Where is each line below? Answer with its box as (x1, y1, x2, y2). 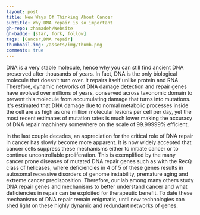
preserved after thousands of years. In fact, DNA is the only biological (6, 70, 177, 77)
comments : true (6, 48, 44, 54)
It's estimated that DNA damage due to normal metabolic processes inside (6, 102, 189, 109)
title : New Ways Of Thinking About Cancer (6, 14, 113, 20)
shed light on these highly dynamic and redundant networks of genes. (6, 202, 179, 209)
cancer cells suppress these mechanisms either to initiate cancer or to (6, 145, 179, 152)
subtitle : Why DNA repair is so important (6, 20, 113, 26)
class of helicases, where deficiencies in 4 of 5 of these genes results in (6, 164, 183, 171)
